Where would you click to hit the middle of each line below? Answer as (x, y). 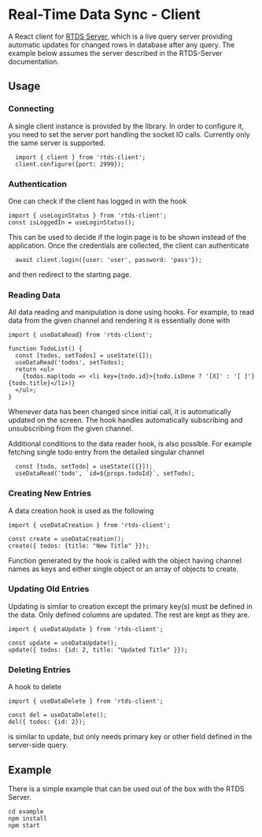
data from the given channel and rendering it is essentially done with (119, 320)
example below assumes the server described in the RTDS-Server (115, 53)
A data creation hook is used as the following (81, 510)
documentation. (34, 62)
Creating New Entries (50, 493)
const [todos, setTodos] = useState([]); (84, 356)
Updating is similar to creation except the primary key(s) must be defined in (131, 606)
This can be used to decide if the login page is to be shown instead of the (127, 237)
